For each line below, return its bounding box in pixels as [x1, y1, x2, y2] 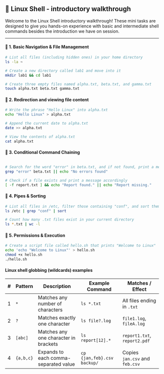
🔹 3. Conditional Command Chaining [5, 150, 81, 155]
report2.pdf [122, 338, 150, 344]
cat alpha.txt [5, 139, 34, 144]
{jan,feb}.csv [81, 355, 114, 361]
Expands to [38, 349, 64, 355]
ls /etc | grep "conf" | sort [5, 208, 67, 213]
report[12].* [81, 338, 111, 343]
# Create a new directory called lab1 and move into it [5, 68, 121, 73]
